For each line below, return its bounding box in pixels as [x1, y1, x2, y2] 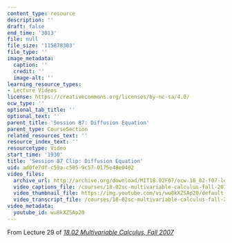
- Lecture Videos [7, 87, 57, 94]
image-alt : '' [13, 74, 54, 81]
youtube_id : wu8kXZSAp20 [13, 209, 85, 216]
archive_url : [13, 177, 51, 184]
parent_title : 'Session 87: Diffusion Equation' [7, 119, 150, 126]
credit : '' [13, 68, 45, 75]
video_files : [7, 171, 45, 177]
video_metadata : [7, 203, 54, 210]
